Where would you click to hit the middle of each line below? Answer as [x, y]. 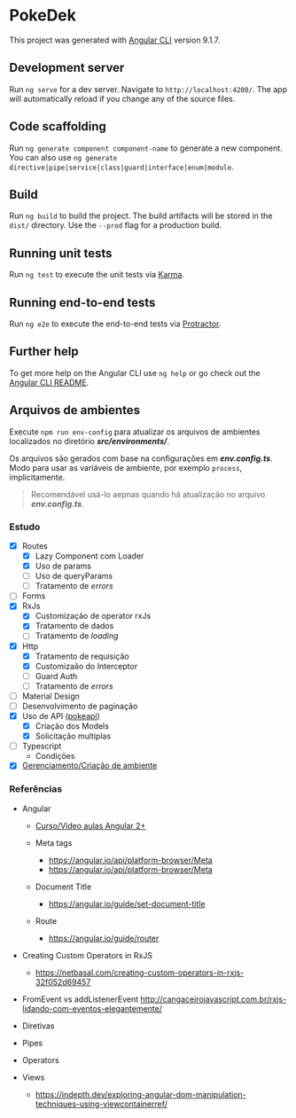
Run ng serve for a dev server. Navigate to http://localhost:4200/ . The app [148, 89]
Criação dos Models [72, 726]
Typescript [42, 747]
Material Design [51, 696]
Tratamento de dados [74, 626]
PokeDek [43, 16]
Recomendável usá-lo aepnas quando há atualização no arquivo [148, 494]
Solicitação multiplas [73, 736]
